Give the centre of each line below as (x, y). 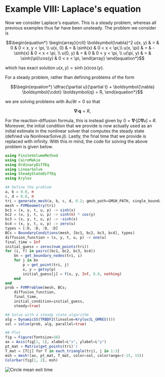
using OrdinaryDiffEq (27, 165)
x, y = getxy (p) (39, 269)
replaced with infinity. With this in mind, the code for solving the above (76, 141)
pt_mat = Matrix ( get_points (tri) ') (41, 347)
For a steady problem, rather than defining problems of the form (70, 77)
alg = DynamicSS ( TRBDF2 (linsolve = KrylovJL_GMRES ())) (60, 319)
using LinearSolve (24, 169)
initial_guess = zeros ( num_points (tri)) (47, 246)
